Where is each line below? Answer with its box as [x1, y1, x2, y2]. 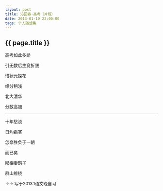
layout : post [5, 7, 32, 12]
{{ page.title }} [5, 38, 50, 47]
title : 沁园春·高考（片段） [5, 12, 55, 17]
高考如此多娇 [5, 52, 31, 58]
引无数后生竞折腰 [5, 63, 39, 69]
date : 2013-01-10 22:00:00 [5, 16, 60, 21]
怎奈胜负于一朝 [5, 139, 35, 145]
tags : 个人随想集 [5, 20, 36, 26]
